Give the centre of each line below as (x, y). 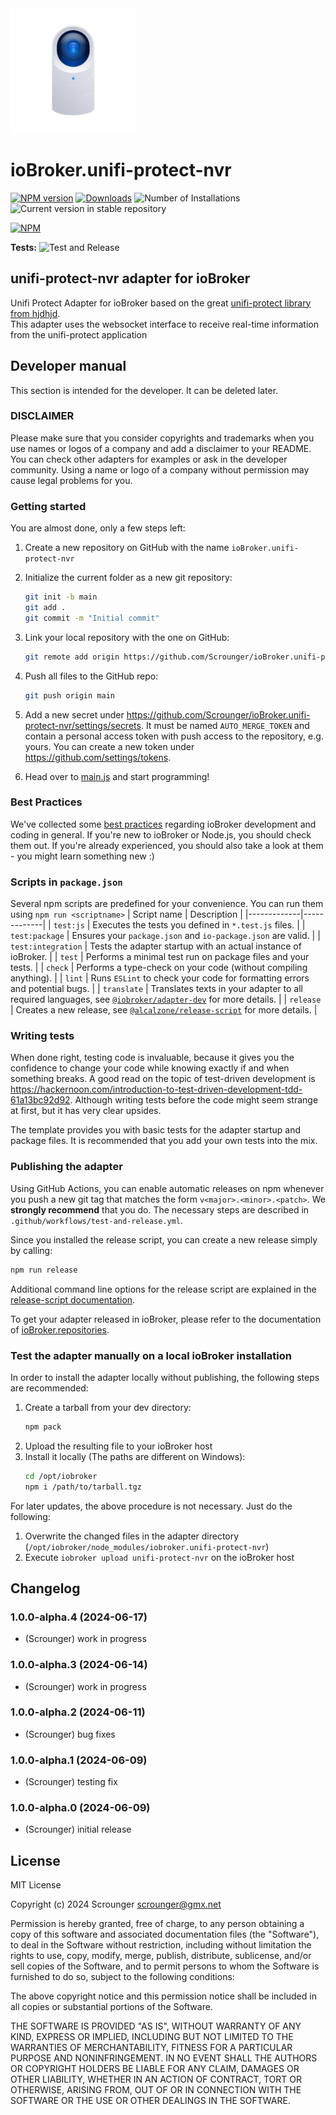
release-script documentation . (73, 1299)
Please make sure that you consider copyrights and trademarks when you (162, 438)
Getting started (48, 506)
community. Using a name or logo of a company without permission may (160, 469)
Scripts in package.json (66, 882)
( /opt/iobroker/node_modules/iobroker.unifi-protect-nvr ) (147, 1546)
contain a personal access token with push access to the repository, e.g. (174, 736)
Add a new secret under (74, 714)
